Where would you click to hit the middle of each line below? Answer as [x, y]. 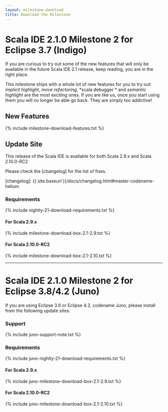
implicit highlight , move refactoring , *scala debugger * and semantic [76, 90]
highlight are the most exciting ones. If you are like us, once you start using [82, 95]
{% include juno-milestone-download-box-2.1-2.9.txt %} [63, 381]
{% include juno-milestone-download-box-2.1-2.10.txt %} [64, 404]
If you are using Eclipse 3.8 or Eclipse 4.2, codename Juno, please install [80, 305]
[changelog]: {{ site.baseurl [33, 181]
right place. [17, 75]
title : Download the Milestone [38, 15]
